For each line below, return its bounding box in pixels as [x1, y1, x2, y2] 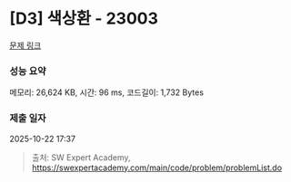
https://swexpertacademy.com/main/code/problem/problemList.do [31, 162, 283, 173]
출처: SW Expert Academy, [31, 151, 131, 163]
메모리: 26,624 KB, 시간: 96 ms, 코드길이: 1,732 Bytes [9, 87, 205, 98]
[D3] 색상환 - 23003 [9, 8, 159, 29]
